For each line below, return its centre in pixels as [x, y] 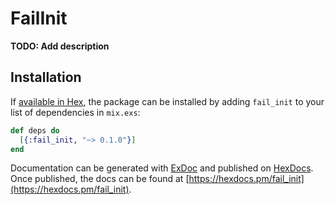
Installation [46, 77]
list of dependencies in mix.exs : [75, 112]
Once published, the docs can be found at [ [100, 179]
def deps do [35, 130]
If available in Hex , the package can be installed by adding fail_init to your [167, 101]
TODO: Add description [60, 46]
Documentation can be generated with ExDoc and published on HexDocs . [162, 168]
